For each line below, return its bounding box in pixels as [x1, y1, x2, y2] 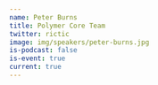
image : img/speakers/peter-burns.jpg [9, 37, 150, 47]
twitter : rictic [9, 29, 70, 38]
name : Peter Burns [9, 12, 78, 22]
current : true [9, 63, 62, 72]
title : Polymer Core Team [9, 21, 105, 30]
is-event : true [9, 54, 66, 63]
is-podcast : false [9, 46, 78, 55]
